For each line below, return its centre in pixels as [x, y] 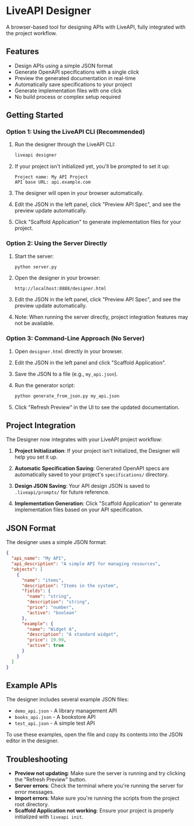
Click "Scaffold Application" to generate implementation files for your [98, 222]
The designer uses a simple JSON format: [56, 542]
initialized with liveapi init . [49, 817]
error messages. [34, 792]
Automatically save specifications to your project [73, 84]
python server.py [36, 267]
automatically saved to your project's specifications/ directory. [91, 474]
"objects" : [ [27, 569]
